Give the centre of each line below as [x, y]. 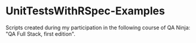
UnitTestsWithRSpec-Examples [85, 11]
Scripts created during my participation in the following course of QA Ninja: [98, 27]
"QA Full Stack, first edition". [41, 33]
